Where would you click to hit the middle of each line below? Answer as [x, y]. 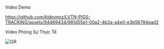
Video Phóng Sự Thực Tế [31, 32]
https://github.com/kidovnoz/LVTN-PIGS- [48, 17]
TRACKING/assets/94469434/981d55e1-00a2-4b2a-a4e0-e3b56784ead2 [82, 22]
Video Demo [18, 7]
